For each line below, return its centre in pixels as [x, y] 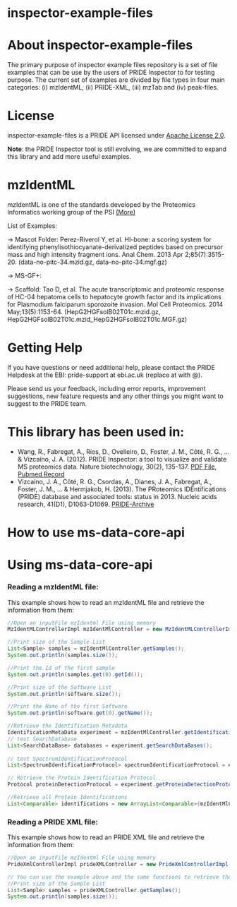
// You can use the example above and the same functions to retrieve [113, 877]
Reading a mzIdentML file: [53, 587]
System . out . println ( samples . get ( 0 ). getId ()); [75, 674]
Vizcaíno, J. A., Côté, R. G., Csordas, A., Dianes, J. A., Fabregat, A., [115, 481]
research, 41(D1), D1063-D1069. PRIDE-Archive [86, 504]
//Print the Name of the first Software [68, 707]
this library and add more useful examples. [69, 157]
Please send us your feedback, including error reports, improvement [107, 388]
